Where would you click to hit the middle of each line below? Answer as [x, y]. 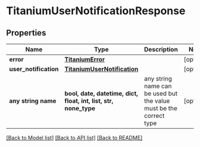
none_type [80, 108]
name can [158, 86]
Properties [26, 33]
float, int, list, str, [89, 101]
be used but [160, 93]
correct [154, 116]
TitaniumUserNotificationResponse [96, 11]
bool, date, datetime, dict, [101, 93]
